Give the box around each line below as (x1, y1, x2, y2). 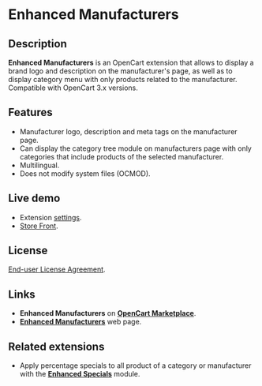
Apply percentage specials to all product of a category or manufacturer (19, 361, 252, 370)
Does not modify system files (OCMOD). (19, 168, 152, 178)
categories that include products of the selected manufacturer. (19, 152, 224, 161)
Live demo (8, 192, 61, 205)
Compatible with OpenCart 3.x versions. (8, 83, 138, 92)
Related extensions (8, 339, 105, 353)
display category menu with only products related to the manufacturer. (8, 75, 238, 84)
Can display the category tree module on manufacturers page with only (19, 144, 253, 153)
